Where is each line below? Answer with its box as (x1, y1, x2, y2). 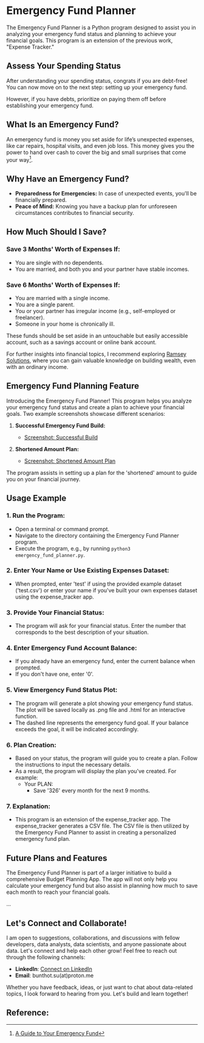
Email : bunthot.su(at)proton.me (15, 972, 94, 979)
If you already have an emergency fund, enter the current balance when (15, 658, 195, 665)
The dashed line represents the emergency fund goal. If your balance (15, 719, 189, 726)
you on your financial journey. (6, 476, 81, 483)
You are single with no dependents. (15, 259, 104, 266)
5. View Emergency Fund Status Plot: (6, 686, 118, 694)
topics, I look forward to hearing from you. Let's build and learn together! (6, 990, 189, 997)
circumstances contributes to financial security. (15, 209, 135, 217)
